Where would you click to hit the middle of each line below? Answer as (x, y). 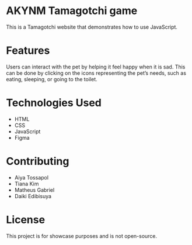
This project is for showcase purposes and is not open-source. (82, 236)
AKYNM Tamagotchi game (72, 11)
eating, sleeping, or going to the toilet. (52, 79)
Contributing (38, 161)
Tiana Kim (27, 184)
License (26, 220)
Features (28, 51)
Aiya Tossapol (31, 177)
